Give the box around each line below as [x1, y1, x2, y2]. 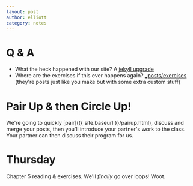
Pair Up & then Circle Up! [6, 100, 132, 113]
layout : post [6, 8, 39, 15]
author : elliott [6, 14, 47, 20]
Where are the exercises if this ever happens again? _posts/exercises [14, 72, 187, 79]
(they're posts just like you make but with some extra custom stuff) [14, 79, 181, 86]
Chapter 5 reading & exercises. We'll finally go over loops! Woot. [6, 173, 166, 180]
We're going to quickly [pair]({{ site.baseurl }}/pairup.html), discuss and [6, 119, 185, 127]
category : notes [6, 20, 47, 26]
